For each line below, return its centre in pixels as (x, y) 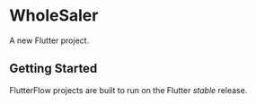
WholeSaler (54, 16)
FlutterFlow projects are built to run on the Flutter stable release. (128, 90)
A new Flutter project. (49, 40)
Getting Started (53, 69)
